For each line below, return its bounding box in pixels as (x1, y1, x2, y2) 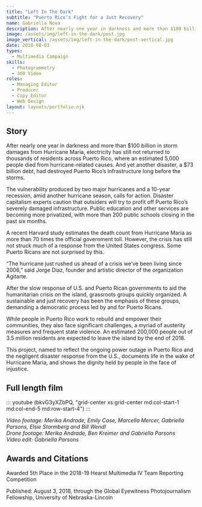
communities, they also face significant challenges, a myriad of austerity (6, 322, 186, 329)
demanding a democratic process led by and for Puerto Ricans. (6, 304, 163, 311)
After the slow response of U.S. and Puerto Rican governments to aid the (6, 284, 186, 292)
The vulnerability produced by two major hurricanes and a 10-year (6, 186, 171, 193)
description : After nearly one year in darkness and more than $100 (6, 25, 182, 32)
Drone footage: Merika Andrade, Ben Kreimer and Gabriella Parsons (6, 429, 176, 437)
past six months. (6, 218, 47, 225)
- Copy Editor (11, 93, 47, 99)
